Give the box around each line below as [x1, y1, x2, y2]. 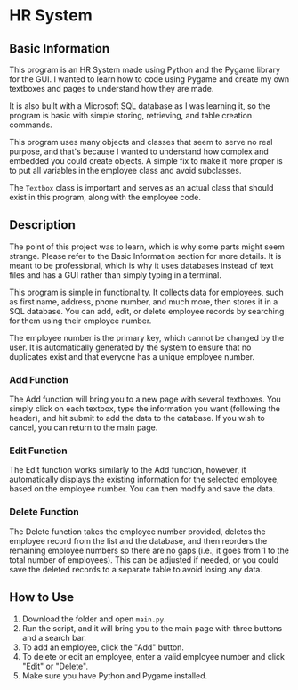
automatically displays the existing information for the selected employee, [9, 474, 279, 485]
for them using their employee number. [9, 315, 152, 326]
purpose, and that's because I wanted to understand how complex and [9, 146, 269, 157]
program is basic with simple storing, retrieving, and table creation [9, 110, 253, 120]
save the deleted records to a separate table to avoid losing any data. [9, 564, 262, 574]
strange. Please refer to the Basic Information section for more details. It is [9, 250, 282, 261]
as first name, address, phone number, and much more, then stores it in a [9, 296, 278, 307]
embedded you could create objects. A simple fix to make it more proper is [9, 156, 283, 166]
